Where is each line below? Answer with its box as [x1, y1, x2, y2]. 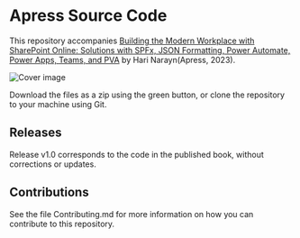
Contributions [9, 185, 89, 200]
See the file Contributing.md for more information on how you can [9, 208, 254, 219]
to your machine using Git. [9, 98, 107, 109]
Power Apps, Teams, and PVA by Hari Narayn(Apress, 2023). [9, 54, 236, 65]
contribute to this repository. [9, 218, 115, 229]
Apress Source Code [9, 5, 168, 26]
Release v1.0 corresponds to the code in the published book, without [9, 149, 264, 160]
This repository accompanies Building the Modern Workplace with [9, 35, 255, 46]
